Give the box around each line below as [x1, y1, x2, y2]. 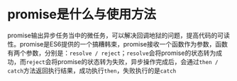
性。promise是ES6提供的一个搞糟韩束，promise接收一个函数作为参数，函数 [7, 39, 228, 48]
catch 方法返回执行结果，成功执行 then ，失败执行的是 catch [7, 66, 177, 75]
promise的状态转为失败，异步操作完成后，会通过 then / [57, 57, 219, 66]
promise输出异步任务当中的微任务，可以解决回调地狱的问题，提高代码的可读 [7, 31, 231, 39]
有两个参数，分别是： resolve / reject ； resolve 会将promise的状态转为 [7, 49, 216, 57]
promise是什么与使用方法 [7, 6, 157, 23]
